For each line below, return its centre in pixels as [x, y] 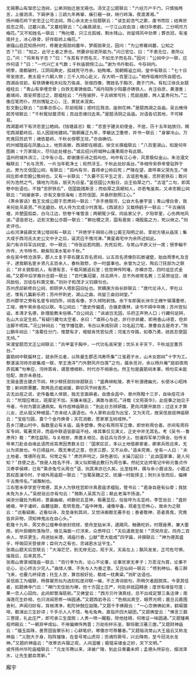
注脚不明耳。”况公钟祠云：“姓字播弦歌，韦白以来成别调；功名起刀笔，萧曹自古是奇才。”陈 [97, 326]
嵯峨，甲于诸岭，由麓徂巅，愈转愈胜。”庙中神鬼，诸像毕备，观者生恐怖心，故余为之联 [93, 506]
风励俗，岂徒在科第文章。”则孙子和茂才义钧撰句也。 [59, 282]
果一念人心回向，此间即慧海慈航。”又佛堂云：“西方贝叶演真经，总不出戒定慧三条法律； [94, 593]
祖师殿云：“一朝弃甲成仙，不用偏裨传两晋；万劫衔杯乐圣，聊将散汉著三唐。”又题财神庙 [94, 624]
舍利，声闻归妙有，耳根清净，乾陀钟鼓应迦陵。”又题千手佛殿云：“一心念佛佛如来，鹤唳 [94, 606]
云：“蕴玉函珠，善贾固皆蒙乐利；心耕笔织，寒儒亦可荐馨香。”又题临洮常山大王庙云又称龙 [97, 631]
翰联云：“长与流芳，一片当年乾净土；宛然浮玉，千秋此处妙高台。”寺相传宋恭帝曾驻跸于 [94, 164]
